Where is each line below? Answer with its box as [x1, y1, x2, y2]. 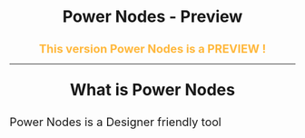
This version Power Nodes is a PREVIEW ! [38, 42, 267, 56]
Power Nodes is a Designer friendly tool [9, 115, 222, 130]
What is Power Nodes [69, 80, 236, 101]
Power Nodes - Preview [62, 6, 243, 27]
